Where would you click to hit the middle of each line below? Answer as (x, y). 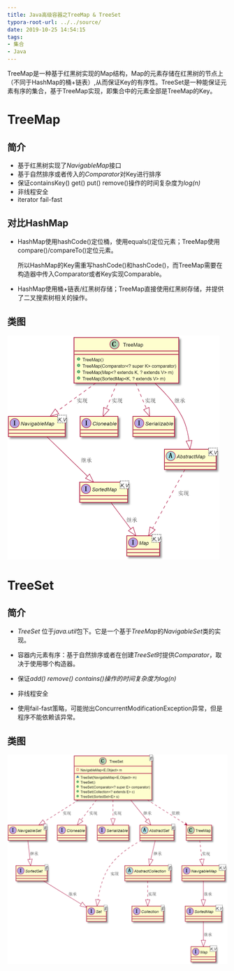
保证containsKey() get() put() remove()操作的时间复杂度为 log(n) (109, 183)
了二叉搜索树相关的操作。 (54, 297)
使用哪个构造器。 (54, 663)
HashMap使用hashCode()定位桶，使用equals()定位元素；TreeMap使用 (118, 241)
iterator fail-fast (40, 199)
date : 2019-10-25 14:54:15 (46, 29)
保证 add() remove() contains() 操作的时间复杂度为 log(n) (97, 678)
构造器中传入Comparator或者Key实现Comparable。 (91, 274)
